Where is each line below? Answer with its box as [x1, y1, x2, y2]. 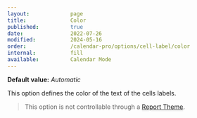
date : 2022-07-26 [7, 29, 102, 37]
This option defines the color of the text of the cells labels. [7, 88, 177, 97]
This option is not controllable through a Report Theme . [24, 103, 185, 111]
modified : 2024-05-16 [7, 37, 102, 44]
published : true [7, 23, 83, 30]
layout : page [7, 10, 83, 18]
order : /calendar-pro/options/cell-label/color [7, 43, 191, 50]
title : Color [7, 17, 87, 24]
